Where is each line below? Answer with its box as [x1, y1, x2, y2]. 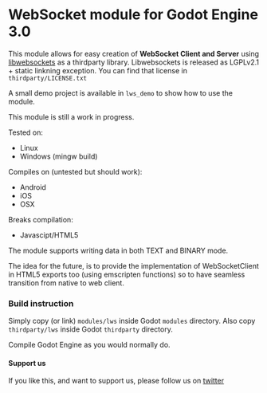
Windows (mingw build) [19, 151, 98, 161]
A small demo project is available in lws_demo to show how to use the [8, 88, 234, 97]
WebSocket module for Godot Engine [8, 6, 259, 24]
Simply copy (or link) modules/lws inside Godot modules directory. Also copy [8, 316, 256, 326]
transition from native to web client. [8, 277, 125, 288]
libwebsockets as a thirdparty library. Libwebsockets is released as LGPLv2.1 [8, 57, 260, 67]
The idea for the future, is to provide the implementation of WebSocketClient [8, 261, 259, 270]
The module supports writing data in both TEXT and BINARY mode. [8, 246, 229, 255]
